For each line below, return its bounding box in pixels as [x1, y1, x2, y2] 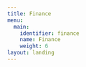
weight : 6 [20, 43, 49, 50]
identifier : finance [20, 29, 80, 37]
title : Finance [7, 10, 52, 17]
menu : [7, 17, 23, 24]
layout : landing [7, 50, 55, 57]
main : [13, 23, 30, 30]
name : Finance [20, 36, 61, 43]
